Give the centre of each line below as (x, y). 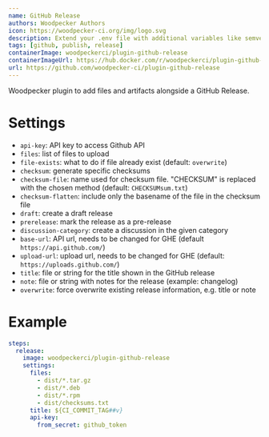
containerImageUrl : (41, 61)
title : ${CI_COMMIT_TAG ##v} (76, 410)
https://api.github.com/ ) (62, 247)
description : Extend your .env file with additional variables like (125, 38)
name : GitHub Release (44, 16)
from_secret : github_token (82, 425)
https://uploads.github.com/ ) (70, 264)
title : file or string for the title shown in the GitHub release (117, 272)
